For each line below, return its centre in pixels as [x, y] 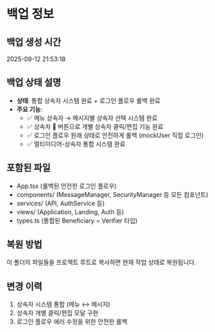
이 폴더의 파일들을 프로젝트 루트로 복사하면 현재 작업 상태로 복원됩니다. [101, 262]
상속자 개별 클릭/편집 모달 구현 [57, 313]
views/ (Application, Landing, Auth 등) [70, 211]
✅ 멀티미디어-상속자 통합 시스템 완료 [76, 143]
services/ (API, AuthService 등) [60, 203]
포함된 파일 [29, 168]
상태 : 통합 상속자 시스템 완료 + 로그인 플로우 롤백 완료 [88, 101]
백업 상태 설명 [34, 83]
